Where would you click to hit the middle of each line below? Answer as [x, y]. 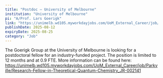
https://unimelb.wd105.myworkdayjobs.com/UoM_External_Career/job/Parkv [81, 65]
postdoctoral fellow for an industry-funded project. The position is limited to [81, 55]
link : [10, 23]
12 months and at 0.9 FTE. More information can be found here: [68, 60]
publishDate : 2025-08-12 [30, 27]
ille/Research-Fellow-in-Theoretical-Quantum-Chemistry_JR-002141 [73, 70]
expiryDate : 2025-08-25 [29, 32]
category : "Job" [21, 37]
